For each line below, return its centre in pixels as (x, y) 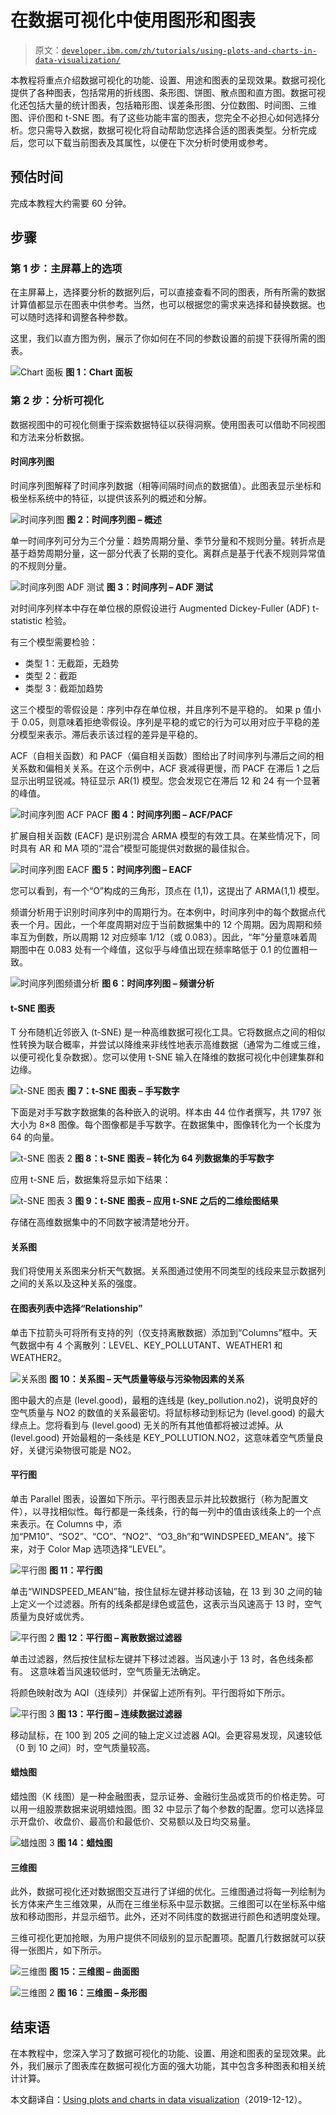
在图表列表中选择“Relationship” (76, 1308)
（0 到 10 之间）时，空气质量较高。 (83, 1747)
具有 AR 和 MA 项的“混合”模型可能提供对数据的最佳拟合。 (137, 848)
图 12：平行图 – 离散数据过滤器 (119, 1637)
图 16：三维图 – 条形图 (102, 1993)
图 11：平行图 (75, 1570)
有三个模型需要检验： (54, 642)
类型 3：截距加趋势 (64, 688)
